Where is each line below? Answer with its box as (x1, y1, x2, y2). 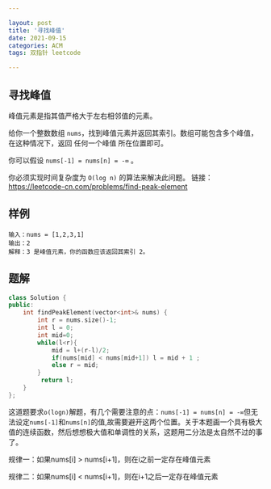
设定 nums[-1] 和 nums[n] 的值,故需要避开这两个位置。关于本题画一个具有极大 (15, 417, 263, 427)
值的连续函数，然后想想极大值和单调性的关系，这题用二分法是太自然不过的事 (8, 427, 263, 436)
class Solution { (8, 293, 67, 301)
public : (8, 301, 35, 310)
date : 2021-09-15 (8, 34, 67, 42)
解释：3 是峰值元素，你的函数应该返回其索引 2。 (8, 247, 149, 255)
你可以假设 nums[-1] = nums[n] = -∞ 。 (8, 155, 139, 165)
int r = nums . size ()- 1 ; (37, 316, 117, 324)
